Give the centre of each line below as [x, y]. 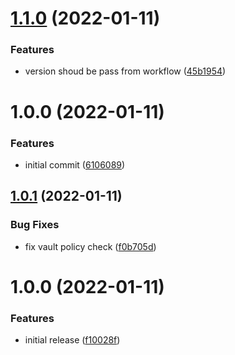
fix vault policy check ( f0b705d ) [90, 246]
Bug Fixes [35, 225]
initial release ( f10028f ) [72, 340]
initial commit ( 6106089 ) [75, 164]
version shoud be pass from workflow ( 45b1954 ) [125, 71]
